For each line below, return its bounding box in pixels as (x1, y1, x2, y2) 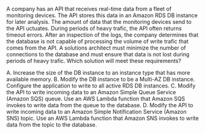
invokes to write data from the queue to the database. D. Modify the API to (6, 102, 194, 109)
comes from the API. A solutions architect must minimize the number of (6, 44, 187, 51)
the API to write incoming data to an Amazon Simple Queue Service (6, 89, 176, 95)
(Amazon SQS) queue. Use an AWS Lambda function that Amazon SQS (6, 95, 185, 102)
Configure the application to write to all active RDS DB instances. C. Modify (6, 82, 196, 89)
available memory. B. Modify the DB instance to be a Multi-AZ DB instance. (6, 76, 195, 83)
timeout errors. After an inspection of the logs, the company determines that (6, 31, 199, 39)
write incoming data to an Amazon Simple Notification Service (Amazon (6, 108, 187, 115)
